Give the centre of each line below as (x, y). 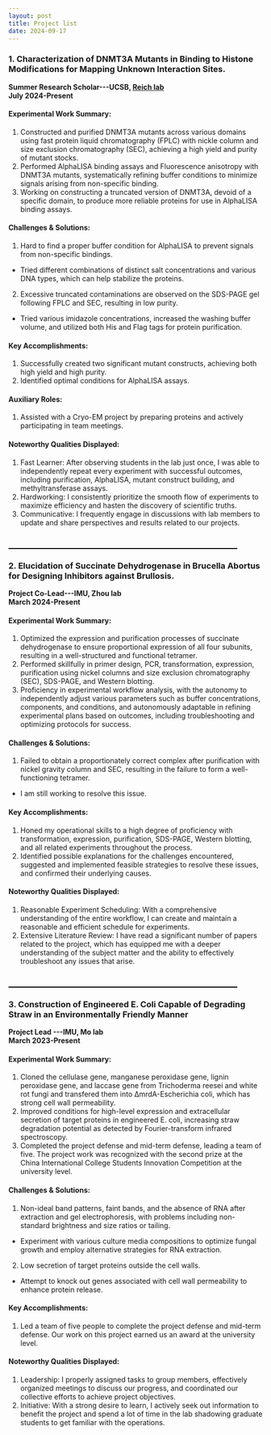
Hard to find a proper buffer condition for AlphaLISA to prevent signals (137, 246)
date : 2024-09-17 (38, 31)
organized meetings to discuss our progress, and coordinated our (129, 1388)
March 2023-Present (44, 1040)
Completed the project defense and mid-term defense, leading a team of (141, 1146)
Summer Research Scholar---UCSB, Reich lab (86, 87)
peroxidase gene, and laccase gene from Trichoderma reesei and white (139, 1086)
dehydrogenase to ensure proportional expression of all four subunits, (136, 647)
